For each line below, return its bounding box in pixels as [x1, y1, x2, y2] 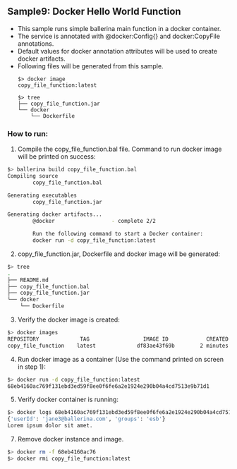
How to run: [7, 128, 49, 138]
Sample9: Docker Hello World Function [7, 6, 181, 18]
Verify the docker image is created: [17, 315, 120, 324]
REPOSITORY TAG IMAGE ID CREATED [7, 335, 229, 343]
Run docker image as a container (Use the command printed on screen [17, 355, 224, 363]
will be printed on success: [17, 152, 97, 161]
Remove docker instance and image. [17, 435, 124, 444]
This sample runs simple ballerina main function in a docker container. [17, 24, 221, 32]
